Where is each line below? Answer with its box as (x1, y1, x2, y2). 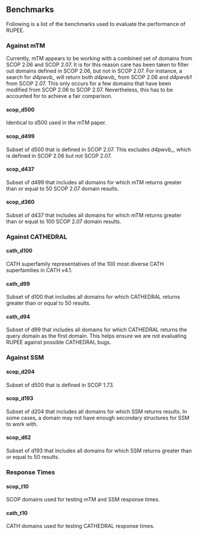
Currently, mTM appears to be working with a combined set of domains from (6, 55, 193, 62)
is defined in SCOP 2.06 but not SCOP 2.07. (6, 152, 112, 159)
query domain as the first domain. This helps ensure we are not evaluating (6, 332, 187, 340)
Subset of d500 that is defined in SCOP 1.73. (6, 381, 115, 389)
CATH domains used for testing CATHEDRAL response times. (6, 523, 155, 530)
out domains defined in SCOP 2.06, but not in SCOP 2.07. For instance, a (6, 67, 183, 74)
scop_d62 (6, 434, 31, 441)
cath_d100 (6, 247, 33, 255)
